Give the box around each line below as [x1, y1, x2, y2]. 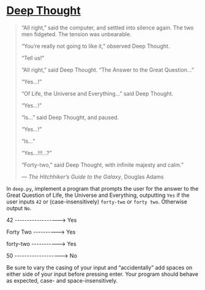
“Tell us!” [21, 54, 45, 61]
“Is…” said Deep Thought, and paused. [21, 113, 119, 121]
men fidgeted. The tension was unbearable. [21, 30, 132, 37]
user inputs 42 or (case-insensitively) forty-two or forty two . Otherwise [6, 197, 188, 205]
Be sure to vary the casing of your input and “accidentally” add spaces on [6, 264, 193, 271]
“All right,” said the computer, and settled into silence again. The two [21, 24, 194, 31]
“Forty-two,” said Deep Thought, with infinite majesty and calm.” [21, 161, 184, 169]
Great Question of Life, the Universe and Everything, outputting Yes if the [6, 191, 190, 199]
